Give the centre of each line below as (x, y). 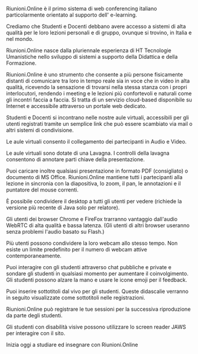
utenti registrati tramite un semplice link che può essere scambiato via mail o (99, 124)
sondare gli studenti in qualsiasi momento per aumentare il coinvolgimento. (98, 273)
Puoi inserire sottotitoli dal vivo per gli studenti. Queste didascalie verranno (98, 291)
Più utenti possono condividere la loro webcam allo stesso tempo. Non (92, 243)
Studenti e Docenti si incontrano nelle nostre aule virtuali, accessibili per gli (98, 117)
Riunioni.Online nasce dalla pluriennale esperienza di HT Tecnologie (89, 50)
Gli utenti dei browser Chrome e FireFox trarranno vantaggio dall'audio (92, 219)
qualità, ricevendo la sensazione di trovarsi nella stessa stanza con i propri (97, 87)
